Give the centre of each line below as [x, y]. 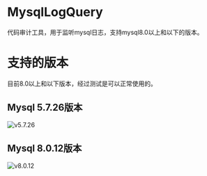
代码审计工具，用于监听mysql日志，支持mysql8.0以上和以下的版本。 [105, 32]
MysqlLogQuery [55, 12]
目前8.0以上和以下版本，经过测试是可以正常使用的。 [82, 83]
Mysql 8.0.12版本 [45, 149]
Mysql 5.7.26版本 [45, 107]
